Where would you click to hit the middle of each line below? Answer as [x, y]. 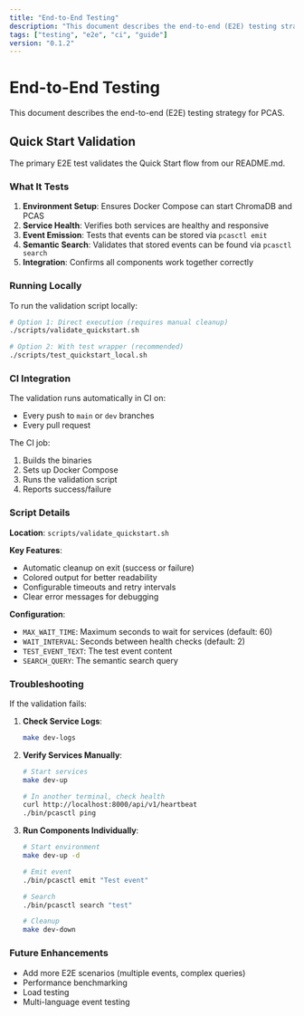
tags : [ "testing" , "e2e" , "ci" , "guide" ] [89, 34]
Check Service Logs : [62, 721]
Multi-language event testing [76, 1002]
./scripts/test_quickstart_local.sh [78, 355]
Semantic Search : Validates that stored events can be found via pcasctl [157, 244]
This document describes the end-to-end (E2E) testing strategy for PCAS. [147, 113]
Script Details [40, 513]
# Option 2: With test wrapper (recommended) [96, 347]
